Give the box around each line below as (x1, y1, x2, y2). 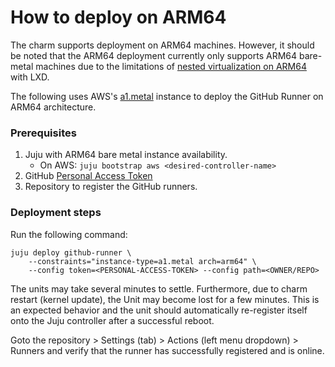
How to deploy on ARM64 (10, 6, 227, 29)
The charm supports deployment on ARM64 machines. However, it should (10, 39, 315, 51)
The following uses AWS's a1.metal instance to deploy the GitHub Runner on (10, 90, 324, 102)
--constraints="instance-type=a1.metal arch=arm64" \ (28, 256, 257, 266)
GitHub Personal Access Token (24, 170, 153, 182)
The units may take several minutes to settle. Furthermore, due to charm (10, 282, 308, 295)
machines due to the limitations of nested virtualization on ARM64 (35, 60, 307, 72)
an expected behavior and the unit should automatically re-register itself (10, 304, 308, 316)
